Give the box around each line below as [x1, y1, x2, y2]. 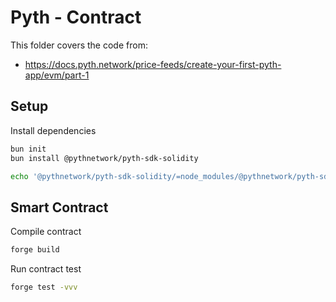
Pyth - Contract [10, 6, 142, 29]
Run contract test [10, 263, 82, 275]
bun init [10, 144, 47, 154]
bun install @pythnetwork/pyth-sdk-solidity [10, 153, 199, 163]
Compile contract [10, 226, 82, 238]
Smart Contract [10, 199, 109, 216]
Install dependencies [10, 124, 97, 136]
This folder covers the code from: [10, 39, 148, 51]
